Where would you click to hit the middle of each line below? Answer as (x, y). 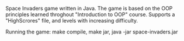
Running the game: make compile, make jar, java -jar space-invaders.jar (92, 32)
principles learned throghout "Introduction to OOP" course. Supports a (90, 14)
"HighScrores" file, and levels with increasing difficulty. (72, 20)
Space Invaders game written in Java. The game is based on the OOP (89, 8)
